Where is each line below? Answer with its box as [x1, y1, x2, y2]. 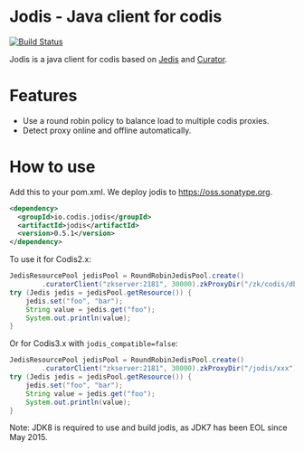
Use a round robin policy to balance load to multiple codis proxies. [22, 115, 270, 126]
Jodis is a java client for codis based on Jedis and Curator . [9, 53, 228, 64]
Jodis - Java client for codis [9, 6, 223, 27]
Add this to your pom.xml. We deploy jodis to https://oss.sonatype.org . [9, 186, 273, 197]
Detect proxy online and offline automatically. [22, 125, 192, 136]
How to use [9, 156, 96, 177]
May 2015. [9, 432, 48, 443]
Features [9, 86, 78, 106]
